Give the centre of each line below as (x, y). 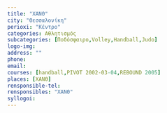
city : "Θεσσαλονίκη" (37, 20)
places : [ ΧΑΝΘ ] (29, 79)
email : (17, 66)
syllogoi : (22, 99)
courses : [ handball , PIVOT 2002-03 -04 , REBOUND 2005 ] (84, 72)
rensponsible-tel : (34, 86)
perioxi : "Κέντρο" (34, 27)
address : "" (24, 53)
